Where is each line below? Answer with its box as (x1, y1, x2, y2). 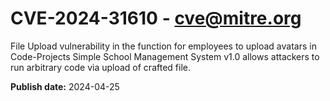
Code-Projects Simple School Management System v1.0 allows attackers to (10, 50, 320, 62)
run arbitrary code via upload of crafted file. (10, 61, 191, 73)
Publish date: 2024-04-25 (10, 80, 120, 92)
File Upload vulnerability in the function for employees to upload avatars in (10, 40, 317, 52)
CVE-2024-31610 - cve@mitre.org (10, 7, 302, 30)
